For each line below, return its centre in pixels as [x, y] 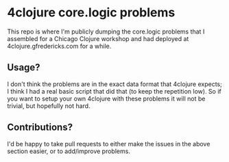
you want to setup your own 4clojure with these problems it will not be [106, 98]
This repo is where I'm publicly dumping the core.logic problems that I [106, 31]
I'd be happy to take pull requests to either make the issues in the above [109, 144]
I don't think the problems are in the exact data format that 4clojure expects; [115, 84]
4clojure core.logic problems [91, 13]
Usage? [24, 67]
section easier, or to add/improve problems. [69, 151]
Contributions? [40, 127]
